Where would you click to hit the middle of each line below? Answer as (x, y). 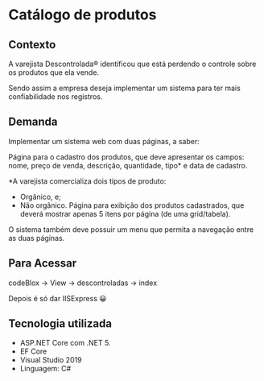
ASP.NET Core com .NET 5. (65, 343)
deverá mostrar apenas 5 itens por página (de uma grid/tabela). (125, 213)
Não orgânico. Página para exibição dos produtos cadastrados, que (132, 205)
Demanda (33, 122)
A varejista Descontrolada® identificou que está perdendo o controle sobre (132, 64)
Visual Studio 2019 (51, 360)
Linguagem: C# (45, 369)
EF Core (33, 351)
